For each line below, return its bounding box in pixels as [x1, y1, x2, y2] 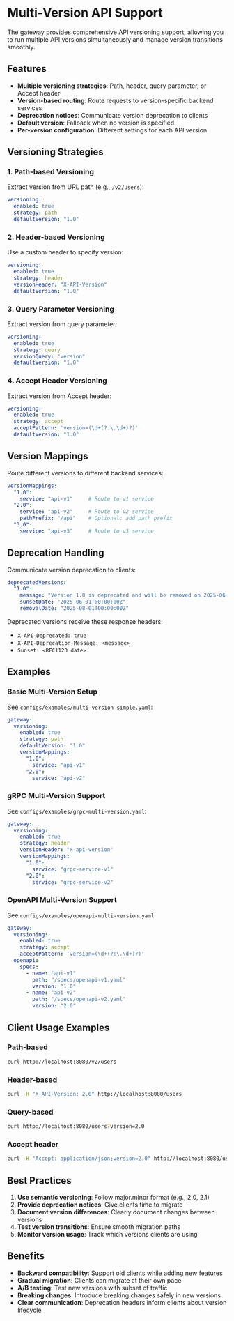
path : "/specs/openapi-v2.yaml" [32, 995, 127, 1003]
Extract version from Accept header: [7, 392, 112, 400]
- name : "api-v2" [25, 989, 77, 996]
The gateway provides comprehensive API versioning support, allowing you [7, 28, 224, 36]
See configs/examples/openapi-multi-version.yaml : [7, 911, 157, 919]
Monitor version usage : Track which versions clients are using [17, 1230, 198, 1238]
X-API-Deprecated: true [17, 632, 87, 639]
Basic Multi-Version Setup [7, 687, 98, 696]
